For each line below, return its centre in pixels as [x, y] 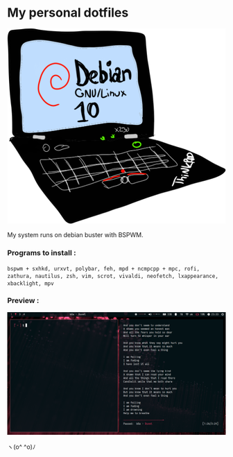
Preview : [23, 301]
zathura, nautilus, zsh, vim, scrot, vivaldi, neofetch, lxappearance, [113, 276]
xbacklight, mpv [31, 283]
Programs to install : [42, 253]
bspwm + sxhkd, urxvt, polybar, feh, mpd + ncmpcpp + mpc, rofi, [103, 268]
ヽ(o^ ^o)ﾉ [21, 447]
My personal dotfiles [68, 13]
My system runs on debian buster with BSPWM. [75, 235]
